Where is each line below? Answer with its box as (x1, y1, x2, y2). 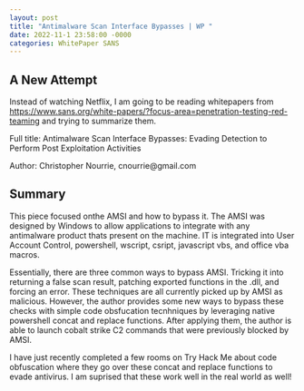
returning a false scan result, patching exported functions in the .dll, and (9, 276, 279, 287)
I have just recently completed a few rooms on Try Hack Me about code (9, 351, 278, 363)
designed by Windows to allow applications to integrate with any (9, 220, 250, 231)
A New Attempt (9, 72, 98, 87)
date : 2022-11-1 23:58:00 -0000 (9, 30, 132, 39)
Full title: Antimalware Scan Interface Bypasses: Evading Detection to (9, 133, 268, 144)
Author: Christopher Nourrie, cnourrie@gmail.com (9, 161, 197, 171)
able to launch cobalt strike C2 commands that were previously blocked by (9, 324, 289, 336)
